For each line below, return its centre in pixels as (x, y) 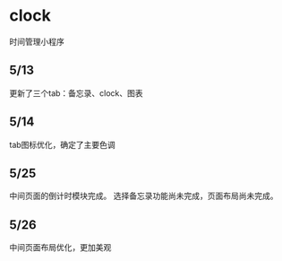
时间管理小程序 (37, 41)
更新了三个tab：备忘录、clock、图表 (76, 93)
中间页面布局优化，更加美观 (60, 248)
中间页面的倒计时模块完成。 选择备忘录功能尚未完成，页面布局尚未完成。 (144, 196)
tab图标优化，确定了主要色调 (63, 144)
